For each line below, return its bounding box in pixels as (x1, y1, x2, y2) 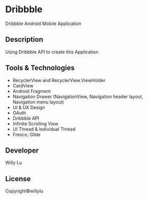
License (5, 175, 31, 183)
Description (5, 35, 43, 44)
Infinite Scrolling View (12, 120, 58, 127)
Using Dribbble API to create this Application (5, 48, 99, 55)
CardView (12, 83, 34, 89)
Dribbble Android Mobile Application (5, 20, 81, 27)
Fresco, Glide (12, 131, 41, 137)
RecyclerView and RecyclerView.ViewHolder (12, 77, 106, 83)
